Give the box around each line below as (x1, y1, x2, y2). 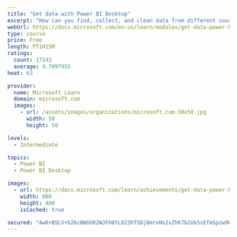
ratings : (7, 50, 33, 57)
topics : (7, 154, 30, 161)
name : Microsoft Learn (13, 89, 80, 96)
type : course (7, 30, 46, 37)
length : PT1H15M (7, 43, 55, 50)
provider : (7, 82, 37, 89)
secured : (7, 219, 33, 226)
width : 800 (20, 192, 52, 200)
